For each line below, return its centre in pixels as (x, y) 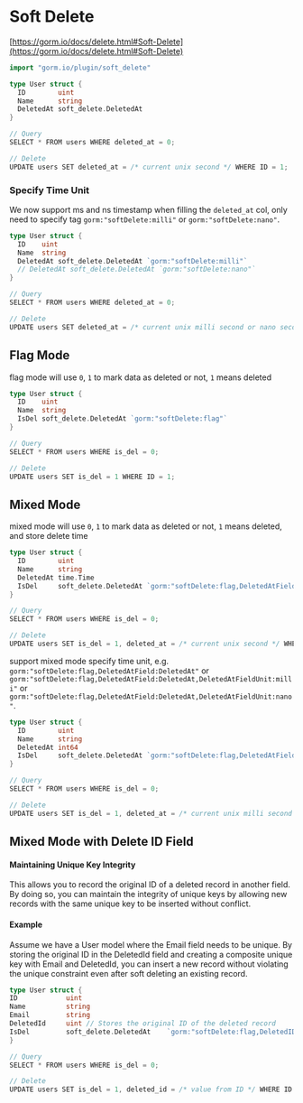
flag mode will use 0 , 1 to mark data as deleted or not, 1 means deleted (141, 377)
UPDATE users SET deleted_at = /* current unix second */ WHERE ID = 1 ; (149, 167)
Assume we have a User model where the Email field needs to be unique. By (151, 944)
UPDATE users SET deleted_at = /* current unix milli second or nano (143, 327)
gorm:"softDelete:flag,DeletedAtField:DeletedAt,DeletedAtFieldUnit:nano (151, 697)
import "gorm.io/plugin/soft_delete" (80, 68)
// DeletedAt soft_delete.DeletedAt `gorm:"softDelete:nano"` (137, 269)
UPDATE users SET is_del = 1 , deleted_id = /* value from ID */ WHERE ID (151, 1089)
